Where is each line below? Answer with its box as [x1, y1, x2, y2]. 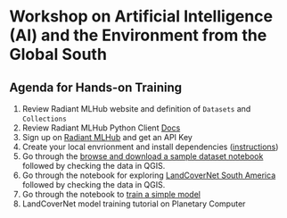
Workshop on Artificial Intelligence [9, 6, 274, 27]
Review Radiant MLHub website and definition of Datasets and [21, 104, 251, 113]
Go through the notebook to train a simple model [21, 189, 201, 199]
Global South [9, 45, 107, 64]
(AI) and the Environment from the [9, 25, 267, 46]
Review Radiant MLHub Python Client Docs [21, 122, 181, 133]
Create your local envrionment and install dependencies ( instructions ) [21, 141, 279, 152]
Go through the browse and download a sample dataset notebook [21, 151, 264, 162]
